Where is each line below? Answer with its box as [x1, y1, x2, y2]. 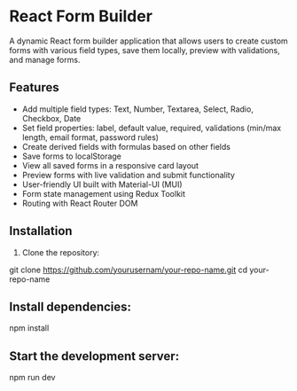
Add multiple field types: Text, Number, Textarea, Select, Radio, [21, 104, 254, 114]
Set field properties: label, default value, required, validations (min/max [21, 122, 282, 133]
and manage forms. [9, 54, 81, 65]
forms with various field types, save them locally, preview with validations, [9, 44, 281, 55]
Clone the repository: [21, 246, 100, 258]
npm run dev [9, 372, 56, 383]
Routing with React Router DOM [21, 198, 138, 208]
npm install [9, 323, 50, 333]
